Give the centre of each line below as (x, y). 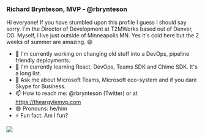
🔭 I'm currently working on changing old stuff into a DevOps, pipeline (102, 54)
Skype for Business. (40, 86)
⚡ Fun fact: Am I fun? (42, 116)
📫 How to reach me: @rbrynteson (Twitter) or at (76, 93)
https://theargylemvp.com (48, 102)
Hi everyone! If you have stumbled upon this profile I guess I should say (96, 23)
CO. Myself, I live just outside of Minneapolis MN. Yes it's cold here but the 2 (103, 36)
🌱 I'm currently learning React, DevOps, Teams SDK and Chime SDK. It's (106, 67)
